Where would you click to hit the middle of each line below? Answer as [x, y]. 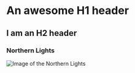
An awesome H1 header [68, 11]
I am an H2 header [42, 33]
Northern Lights [31, 50]
